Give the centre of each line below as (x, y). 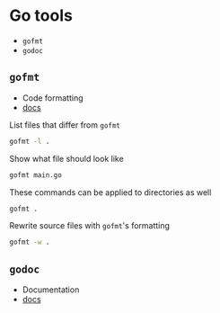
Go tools (41, 16)
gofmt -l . (30, 141)
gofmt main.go (36, 175)
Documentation (51, 290)
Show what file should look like (66, 158)
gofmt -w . (30, 242)
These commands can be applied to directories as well (110, 192)
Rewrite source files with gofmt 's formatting (90, 226)
